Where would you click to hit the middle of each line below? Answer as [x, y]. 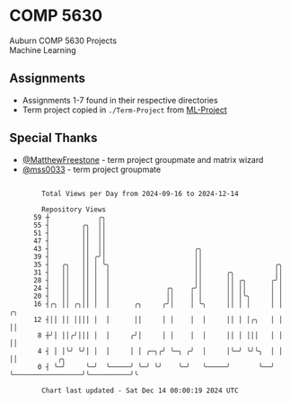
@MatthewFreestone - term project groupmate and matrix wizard [143, 159]
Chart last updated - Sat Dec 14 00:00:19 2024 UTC [141, 391]
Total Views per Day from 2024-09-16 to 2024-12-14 [141, 193]
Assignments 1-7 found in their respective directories [120, 100]
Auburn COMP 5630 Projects [63, 40]
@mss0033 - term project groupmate [92, 169]
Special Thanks [53, 138]
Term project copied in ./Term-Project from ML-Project [124, 110]
